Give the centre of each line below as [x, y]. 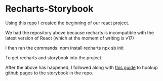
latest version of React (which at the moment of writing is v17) [70, 38]
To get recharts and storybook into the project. [54, 57]
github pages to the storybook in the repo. [49, 73]
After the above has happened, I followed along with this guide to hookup [81, 67]
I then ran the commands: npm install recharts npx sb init [65, 48]
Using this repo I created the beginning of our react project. [67, 23]
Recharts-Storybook [49, 9]
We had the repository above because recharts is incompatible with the [80, 32]
